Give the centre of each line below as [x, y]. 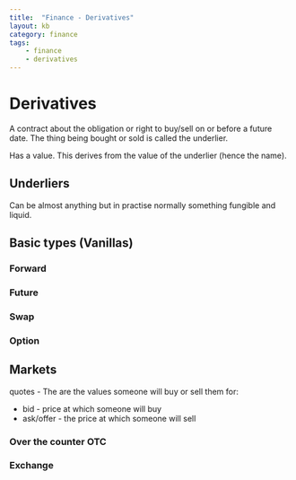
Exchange [31, 466]
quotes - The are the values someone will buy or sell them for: [124, 391]
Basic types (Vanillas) [71, 243]
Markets [33, 370]
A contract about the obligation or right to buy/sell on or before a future [141, 128]
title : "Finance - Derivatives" [72, 17]
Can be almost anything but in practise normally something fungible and [143, 205]
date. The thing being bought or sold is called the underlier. [119, 138]
